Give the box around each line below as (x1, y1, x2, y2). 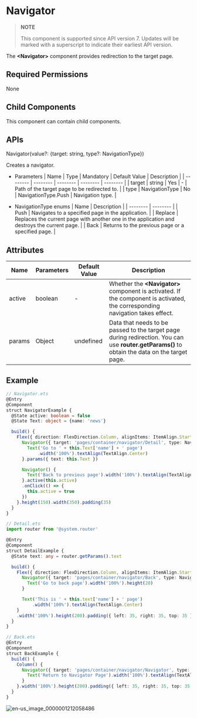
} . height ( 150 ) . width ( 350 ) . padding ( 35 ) (16, 499, 111, 505)
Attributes (6, 245, 44, 255)
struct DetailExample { (6, 548, 64, 554)
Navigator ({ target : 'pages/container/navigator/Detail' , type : (21, 440, 182, 446)
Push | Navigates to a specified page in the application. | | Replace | (14, 210, 179, 217)
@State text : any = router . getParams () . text (11, 553, 122, 559)
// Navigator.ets (6, 391, 49, 397)
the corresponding (108, 302, 160, 310)
